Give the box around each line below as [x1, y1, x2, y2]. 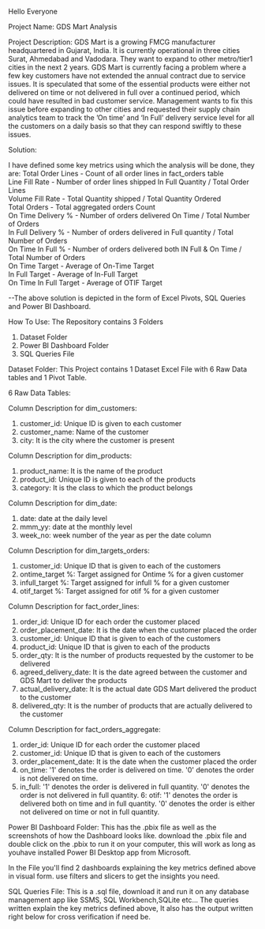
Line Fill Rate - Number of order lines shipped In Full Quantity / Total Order [8, 177, 250, 187]
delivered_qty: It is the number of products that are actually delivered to [19, 701, 252, 710]
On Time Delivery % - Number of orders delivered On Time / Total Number [8, 211, 251, 220]
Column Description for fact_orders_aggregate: [8, 725, 162, 734]
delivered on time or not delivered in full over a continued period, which [8, 88, 241, 97]
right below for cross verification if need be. [8, 912, 151, 921]
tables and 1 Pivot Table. [8, 373, 88, 382]
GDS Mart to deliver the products [19, 676, 128, 685]
